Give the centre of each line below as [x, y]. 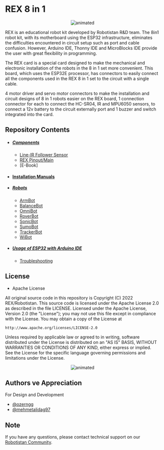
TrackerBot [31, 232]
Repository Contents [38, 130]
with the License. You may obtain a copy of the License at [64, 319]
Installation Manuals [33, 177]
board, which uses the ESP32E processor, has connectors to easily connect [82, 73]
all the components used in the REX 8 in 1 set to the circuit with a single [77, 78]
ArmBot [27, 200]
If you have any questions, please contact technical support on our [73, 437]
